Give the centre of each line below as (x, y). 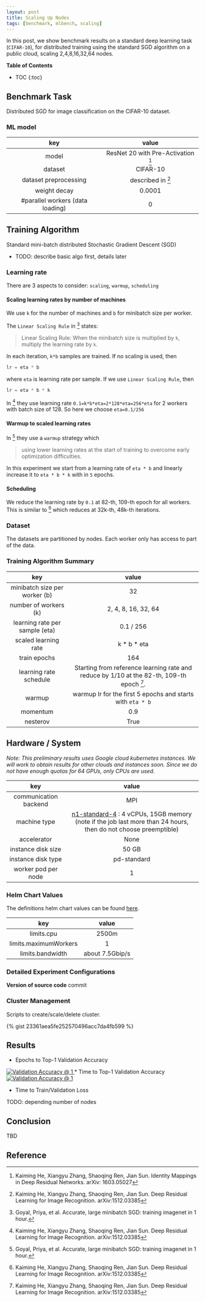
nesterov (37, 721)
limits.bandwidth (44, 953)
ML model (21, 127)
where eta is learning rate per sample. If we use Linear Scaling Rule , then (100, 379)
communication (35, 796)
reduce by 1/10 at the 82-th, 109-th (133, 675)
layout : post (23, 12)
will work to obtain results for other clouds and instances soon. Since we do (102, 764)
